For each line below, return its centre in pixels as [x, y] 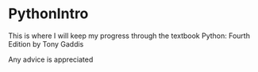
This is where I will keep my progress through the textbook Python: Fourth [129, 36]
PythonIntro [48, 14]
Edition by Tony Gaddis [46, 44]
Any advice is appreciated [51, 59]
